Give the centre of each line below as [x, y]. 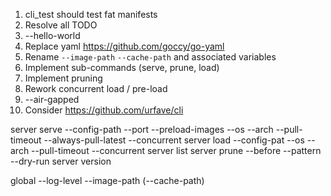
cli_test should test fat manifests [91, 14]
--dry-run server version [61, 161]
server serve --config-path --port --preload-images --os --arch [142, 129]
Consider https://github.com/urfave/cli [104, 110]
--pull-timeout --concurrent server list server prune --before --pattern [176, 150]
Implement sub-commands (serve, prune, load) [122, 67]
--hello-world [52, 35]
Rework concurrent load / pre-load [96, 88]
